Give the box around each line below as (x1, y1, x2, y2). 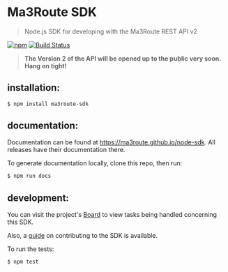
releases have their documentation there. (7, 146, 126, 154)
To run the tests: (7, 245, 54, 253)
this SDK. (7, 218, 34, 227)
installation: (7, 82, 61, 94)
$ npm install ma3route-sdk (7, 100, 89, 107)
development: (7, 192, 70, 204)
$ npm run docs (7, 172, 52, 180)
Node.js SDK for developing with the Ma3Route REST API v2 (24, 27, 197, 36)
